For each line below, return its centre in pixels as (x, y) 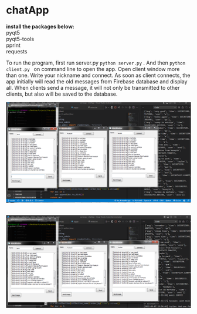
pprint (13, 45)
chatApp (28, 10)
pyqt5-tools (20, 39)
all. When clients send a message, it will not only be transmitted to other (93, 87)
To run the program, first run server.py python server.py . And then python (96, 63)
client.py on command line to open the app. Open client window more (93, 69)
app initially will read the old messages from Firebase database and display (97, 81)
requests (17, 51)
